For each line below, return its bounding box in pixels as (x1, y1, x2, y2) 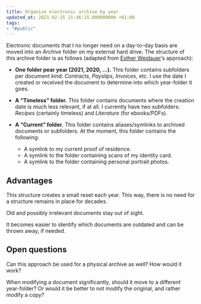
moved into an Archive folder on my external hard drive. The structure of (6, 48, 185, 56)
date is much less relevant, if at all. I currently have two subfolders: (14, 103, 180, 111)
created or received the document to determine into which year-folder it (14, 79, 193, 86)
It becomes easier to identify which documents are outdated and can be (6, 221, 184, 228)
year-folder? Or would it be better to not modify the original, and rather (6, 285, 181, 292)
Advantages (6, 175, 53, 186)
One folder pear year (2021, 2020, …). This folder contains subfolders (14, 66, 190, 74)
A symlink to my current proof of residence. (23, 145, 132, 153)
